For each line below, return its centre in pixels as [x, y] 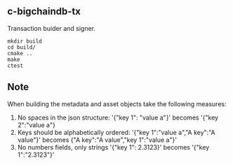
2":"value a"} [36, 124]
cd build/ [22, 47]
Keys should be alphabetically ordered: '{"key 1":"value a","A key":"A [116, 132]
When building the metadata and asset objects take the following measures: [117, 103]
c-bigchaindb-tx [44, 12]
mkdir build [25, 41]
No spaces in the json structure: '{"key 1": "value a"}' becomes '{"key [118, 117]
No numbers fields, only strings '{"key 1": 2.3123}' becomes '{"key [113, 147]
